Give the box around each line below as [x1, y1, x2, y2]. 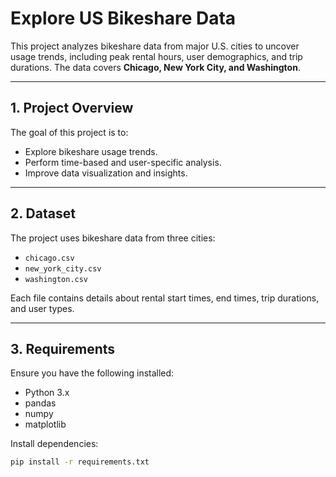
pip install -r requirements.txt [10, 457, 150, 467]
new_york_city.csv [24, 263, 102, 274]
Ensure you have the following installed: [10, 367, 175, 379]
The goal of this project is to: [10, 126, 129, 138]
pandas [24, 397, 57, 409]
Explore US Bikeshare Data [10, 7, 237, 30]
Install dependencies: [10, 438, 99, 450]
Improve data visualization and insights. [24, 167, 188, 179]
